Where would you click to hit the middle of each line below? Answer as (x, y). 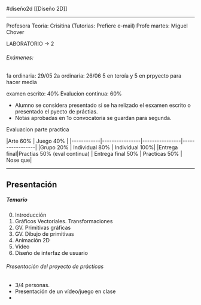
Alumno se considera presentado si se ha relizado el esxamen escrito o (103, 105)
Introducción (31, 215)
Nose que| (19, 160)
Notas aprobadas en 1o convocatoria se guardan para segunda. (93, 118)
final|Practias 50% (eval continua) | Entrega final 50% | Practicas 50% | (94, 154)
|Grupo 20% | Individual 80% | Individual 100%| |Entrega (108, 147)
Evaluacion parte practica (38, 130)
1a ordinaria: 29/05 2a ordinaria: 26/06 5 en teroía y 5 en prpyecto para (94, 76)
